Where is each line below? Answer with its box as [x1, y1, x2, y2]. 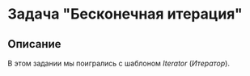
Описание [7, 37, 61, 51]
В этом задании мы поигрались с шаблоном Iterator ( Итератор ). [7, 58, 230, 68]
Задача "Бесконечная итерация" [7, 5, 244, 23]
